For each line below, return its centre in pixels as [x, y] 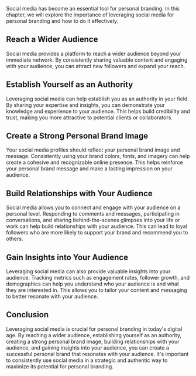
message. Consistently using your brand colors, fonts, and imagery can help [98, 156]
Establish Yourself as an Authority [70, 85]
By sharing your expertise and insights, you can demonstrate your [85, 105]
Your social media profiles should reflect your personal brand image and [93, 150]
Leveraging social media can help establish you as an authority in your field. [97, 99]
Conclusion [27, 315]
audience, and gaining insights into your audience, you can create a [88, 348]
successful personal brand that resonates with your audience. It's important [97, 354]
